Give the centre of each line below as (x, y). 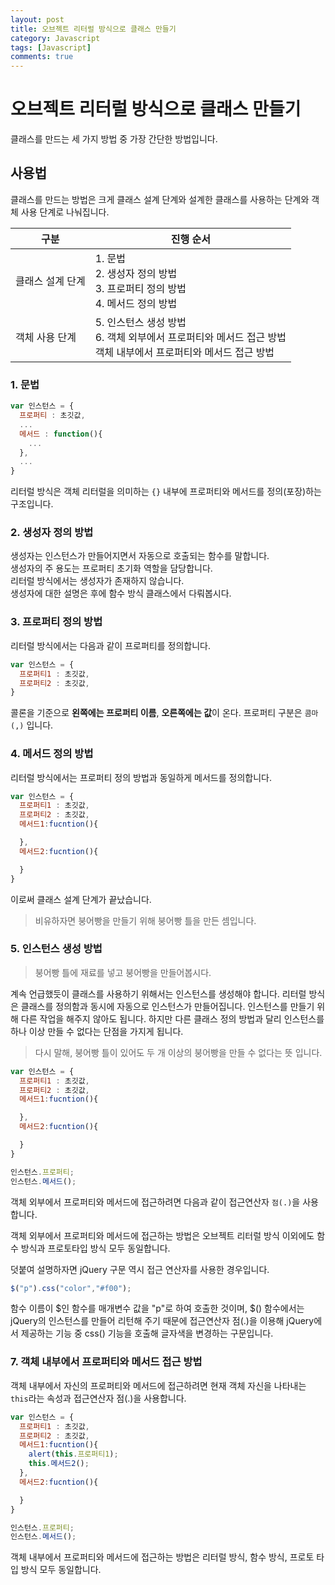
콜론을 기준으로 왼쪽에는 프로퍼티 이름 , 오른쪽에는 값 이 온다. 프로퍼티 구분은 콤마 (164, 713)
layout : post (37, 19)
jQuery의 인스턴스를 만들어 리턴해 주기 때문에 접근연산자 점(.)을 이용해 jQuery (162, 1321)
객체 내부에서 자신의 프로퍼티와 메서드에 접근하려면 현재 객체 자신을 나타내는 (158, 1385)
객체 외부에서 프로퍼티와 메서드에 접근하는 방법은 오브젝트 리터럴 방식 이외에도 (162, 1235)
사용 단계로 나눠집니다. (65, 212)
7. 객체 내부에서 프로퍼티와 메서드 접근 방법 (106, 1362)
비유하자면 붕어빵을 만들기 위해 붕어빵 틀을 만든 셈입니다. (145, 920)
